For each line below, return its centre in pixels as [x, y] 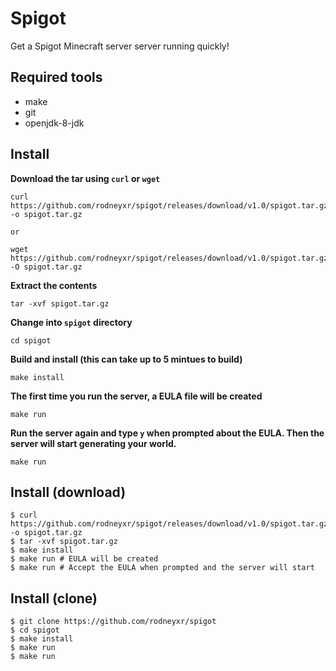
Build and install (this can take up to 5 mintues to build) [126, 359]
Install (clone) [54, 598]
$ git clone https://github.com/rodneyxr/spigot [113, 622]
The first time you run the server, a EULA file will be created [136, 396]
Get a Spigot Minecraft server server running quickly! [120, 46]
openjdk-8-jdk [54, 123]
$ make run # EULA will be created [84, 559]
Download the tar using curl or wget [85, 178]
